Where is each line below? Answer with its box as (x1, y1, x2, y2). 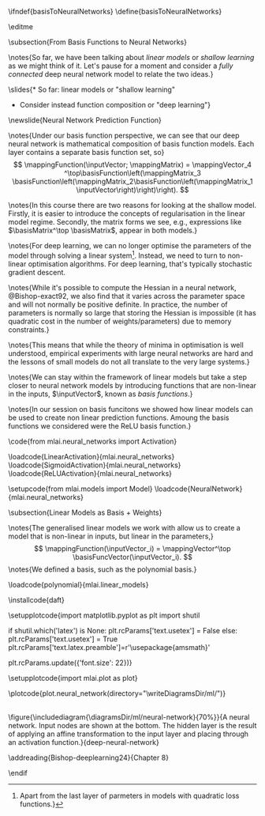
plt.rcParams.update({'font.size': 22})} (8, 658, 132, 667)
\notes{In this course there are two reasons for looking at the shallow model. (8, 201, 257, 210)
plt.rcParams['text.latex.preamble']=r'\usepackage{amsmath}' (8, 642, 211, 652)
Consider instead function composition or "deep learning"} (19, 100, 211, 109)
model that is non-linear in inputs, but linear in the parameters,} (8, 531, 215, 541)
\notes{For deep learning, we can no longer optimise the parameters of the (8, 241, 252, 250)
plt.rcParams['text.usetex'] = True (8, 634, 118, 644)
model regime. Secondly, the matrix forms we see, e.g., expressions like (8, 217, 242, 226)
